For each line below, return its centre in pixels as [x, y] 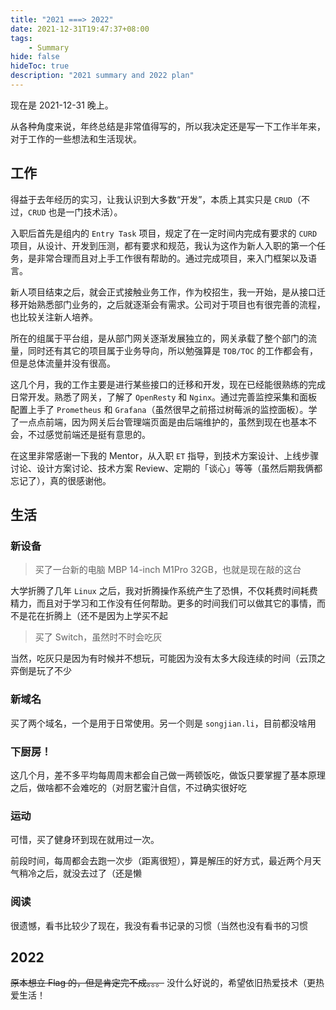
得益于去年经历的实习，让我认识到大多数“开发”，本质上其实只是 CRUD [151, 199]
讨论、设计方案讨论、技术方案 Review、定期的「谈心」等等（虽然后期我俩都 [166, 468]
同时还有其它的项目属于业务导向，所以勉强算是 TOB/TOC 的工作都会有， [172, 350]
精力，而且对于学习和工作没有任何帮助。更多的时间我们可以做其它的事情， [163, 603]
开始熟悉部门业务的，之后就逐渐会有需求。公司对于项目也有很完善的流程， [172, 304]
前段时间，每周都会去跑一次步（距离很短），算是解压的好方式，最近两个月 [161, 861]
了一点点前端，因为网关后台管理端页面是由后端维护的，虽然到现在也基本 [159, 422]
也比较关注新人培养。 [54, 317]
